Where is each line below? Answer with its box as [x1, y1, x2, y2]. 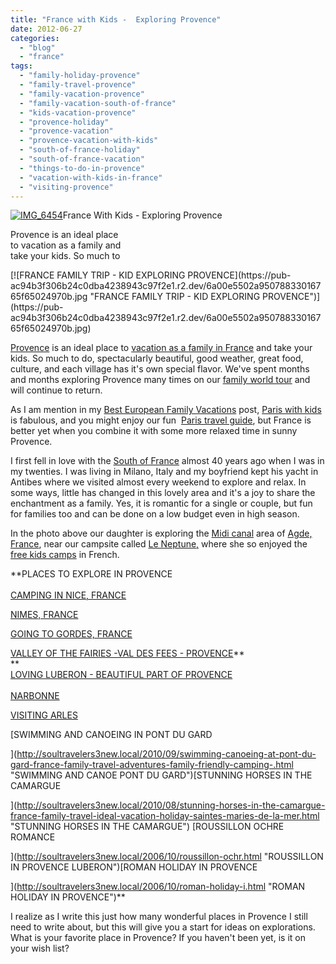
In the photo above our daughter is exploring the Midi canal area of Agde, [10, 527, 313, 540]
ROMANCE [10, 831, 56, 843]
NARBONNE [10, 690, 60, 702]
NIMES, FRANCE [10, 609, 79, 621]
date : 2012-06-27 [10, 24, 83, 34]
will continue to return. [10, 384, 103, 396]
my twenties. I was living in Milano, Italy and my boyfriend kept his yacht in [10, 466, 319, 478]
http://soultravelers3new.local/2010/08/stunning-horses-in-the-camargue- [16, 799, 326, 811]
